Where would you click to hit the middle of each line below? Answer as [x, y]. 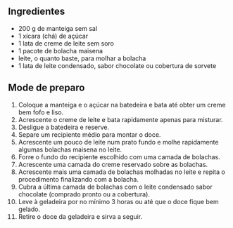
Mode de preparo [46, 88]
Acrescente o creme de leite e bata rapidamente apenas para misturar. [121, 119]
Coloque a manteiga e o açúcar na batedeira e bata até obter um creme [122, 105]
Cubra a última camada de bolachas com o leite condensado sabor [115, 187]
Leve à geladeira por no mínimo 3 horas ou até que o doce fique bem [118, 201]
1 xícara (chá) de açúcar [53, 36]
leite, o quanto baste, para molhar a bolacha [82, 58]
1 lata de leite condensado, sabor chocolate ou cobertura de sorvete [117, 65]
